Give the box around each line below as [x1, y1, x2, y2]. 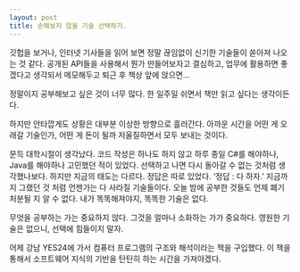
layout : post [9, 12, 58, 22]
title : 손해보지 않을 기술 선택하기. [9, 21, 128, 30]
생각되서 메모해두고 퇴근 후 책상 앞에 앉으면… [32, 69, 190, 80]
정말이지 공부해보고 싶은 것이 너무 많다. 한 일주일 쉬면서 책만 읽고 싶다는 [9, 88, 259, 99]
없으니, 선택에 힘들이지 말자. [25, 223, 124, 234]
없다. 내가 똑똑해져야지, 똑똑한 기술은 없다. [61, 193, 209, 203]
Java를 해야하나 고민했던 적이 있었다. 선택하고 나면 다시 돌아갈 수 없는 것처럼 [9, 160, 277, 170]
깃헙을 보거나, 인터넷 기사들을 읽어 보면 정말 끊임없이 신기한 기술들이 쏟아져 [9, 46, 271, 58]
